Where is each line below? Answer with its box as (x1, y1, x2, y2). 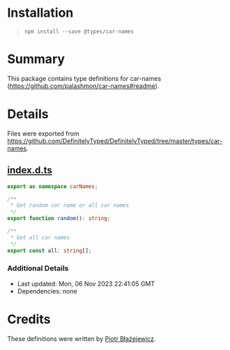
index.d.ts (7, 164, 52, 176)
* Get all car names (10, 234, 70, 241)
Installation (7, 5, 74, 21)
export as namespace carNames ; (7, 183, 98, 190)
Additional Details (7, 263, 69, 273)
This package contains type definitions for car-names (7, 74, 162, 82)
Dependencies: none (17, 286, 78, 295)
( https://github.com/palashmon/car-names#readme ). (7, 82, 160, 90)
